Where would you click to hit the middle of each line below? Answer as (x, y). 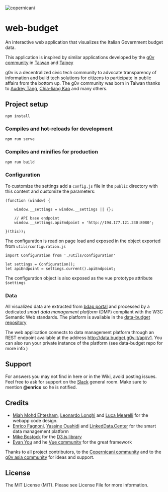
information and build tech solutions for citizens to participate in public (78, 78)
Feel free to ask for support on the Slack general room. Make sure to (76, 381)
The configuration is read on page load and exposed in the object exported (83, 241)
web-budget (32, 28)
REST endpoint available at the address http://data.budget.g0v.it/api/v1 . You (84, 338)
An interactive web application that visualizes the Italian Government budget (84, 42)
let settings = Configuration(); (40, 264)
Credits (17, 403)
